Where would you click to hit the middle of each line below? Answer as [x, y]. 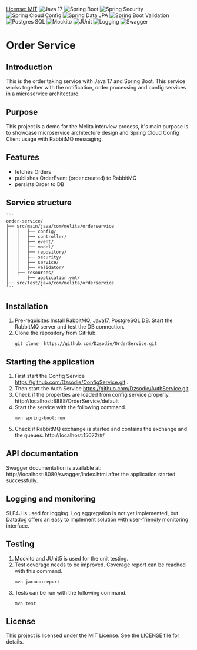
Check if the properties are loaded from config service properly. [92, 395]
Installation [27, 306]
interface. [18, 525]
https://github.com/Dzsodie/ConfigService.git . [71, 382]
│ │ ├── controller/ [36, 237]
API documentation [42, 454]
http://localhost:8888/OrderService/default [67, 401]
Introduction [29, 67]
